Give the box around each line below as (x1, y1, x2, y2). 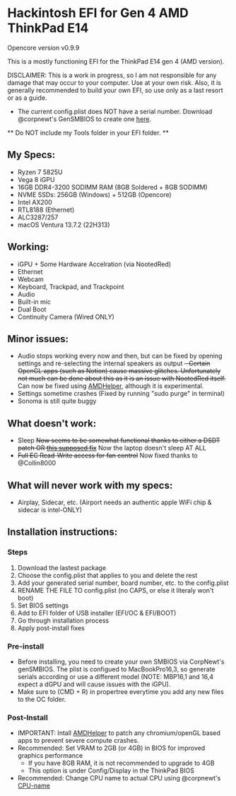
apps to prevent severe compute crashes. (17, 737, 139, 745)
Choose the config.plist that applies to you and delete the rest (17, 571, 198, 579)
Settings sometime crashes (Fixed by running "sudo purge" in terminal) (17, 390, 225, 398)
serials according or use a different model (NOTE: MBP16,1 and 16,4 (17, 672, 214, 681)
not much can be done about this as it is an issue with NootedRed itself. (17, 374, 226, 383)
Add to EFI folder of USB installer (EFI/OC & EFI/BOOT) (17, 608, 177, 617)
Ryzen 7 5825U (17, 168, 63, 176)
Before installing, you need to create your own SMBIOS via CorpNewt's (17, 657, 225, 666)
